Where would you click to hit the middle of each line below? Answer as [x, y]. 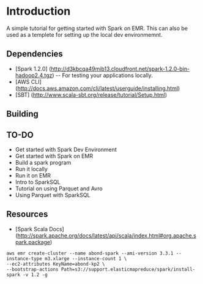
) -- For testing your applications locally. [102, 75]
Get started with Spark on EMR [54, 156]
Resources [27, 215]
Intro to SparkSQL [38, 182]
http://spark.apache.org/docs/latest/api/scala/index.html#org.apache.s [107, 235]
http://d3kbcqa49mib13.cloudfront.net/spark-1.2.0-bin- [120, 69]
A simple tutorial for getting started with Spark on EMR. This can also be [97, 28]
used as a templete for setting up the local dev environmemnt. [85, 34]
